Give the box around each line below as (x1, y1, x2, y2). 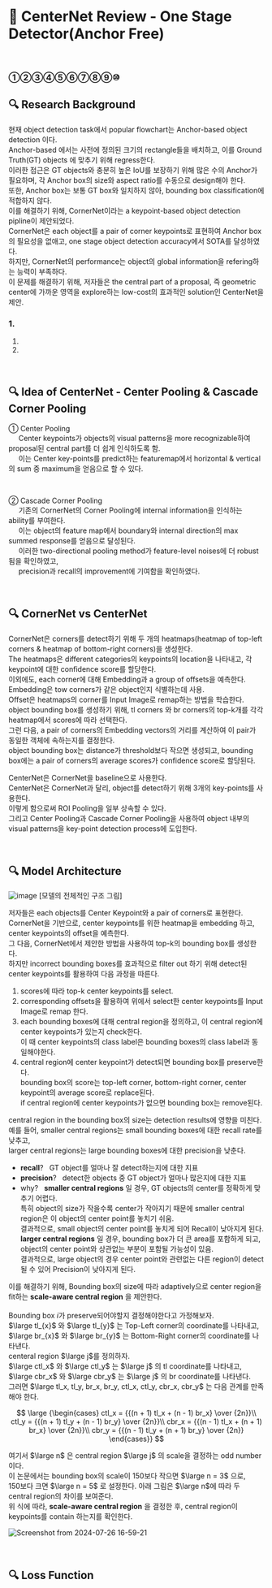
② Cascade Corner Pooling (8, 495, 103, 505)
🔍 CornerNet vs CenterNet (8, 607, 148, 621)
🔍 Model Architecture (8, 864, 122, 878)
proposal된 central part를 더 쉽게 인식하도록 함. (8, 443, 161, 453)
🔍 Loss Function (8, 1568, 94, 1582)
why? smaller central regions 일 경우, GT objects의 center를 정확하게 (19, 1183, 253, 1193)
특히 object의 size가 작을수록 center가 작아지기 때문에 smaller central (19, 1204, 245, 1214)
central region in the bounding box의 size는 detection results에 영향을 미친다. (8, 1115, 262, 1125)
